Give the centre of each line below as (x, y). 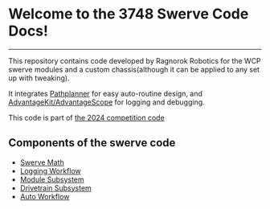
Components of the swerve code (92, 143)
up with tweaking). (39, 78)
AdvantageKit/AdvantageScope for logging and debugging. (106, 102)
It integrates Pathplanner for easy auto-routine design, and (106, 93)
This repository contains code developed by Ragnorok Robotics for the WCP (135, 60)
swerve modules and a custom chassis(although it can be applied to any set (134, 69)
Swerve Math (42, 162)
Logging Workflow (51, 170)
